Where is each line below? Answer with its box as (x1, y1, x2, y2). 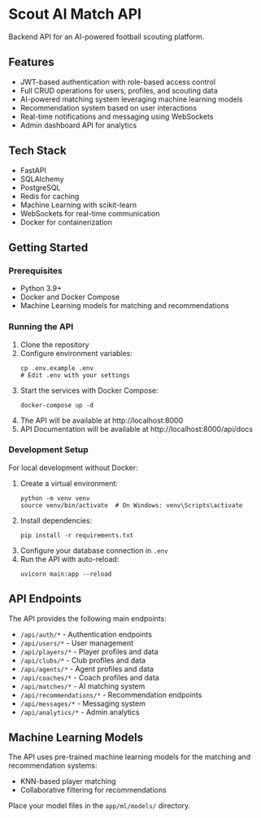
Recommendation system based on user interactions (20, 102, 198, 112)
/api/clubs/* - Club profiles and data (20, 655, 146, 665)
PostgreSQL (20, 182, 61, 192)
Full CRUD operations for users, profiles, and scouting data (20, 85, 218, 95)
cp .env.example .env (20, 363, 94, 372)
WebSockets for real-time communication (20, 208, 160, 218)
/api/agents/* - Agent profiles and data (20, 664, 154, 673)
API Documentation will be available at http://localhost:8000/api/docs (20, 424, 254, 433)
